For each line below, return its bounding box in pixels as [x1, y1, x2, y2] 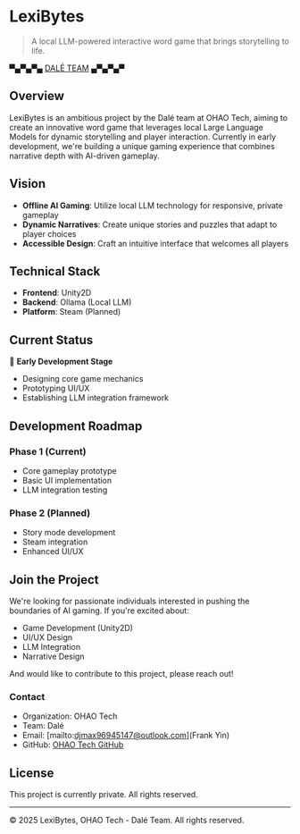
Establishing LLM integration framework [21, 392, 170, 403]
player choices [21, 228, 77, 239]
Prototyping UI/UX [21, 383, 90, 394]
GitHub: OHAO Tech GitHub [21, 739, 124, 750]
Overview [9, 88, 65, 104]
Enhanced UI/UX [21, 546, 84, 557]
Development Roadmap [9, 418, 143, 434]
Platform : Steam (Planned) [21, 307, 121, 317]
